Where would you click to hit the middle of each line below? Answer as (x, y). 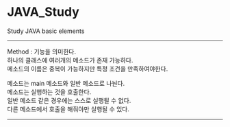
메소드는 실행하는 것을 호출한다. (49, 92)
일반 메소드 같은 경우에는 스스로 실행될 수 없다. (69, 100)
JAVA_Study (43, 12)
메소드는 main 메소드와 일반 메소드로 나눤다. (66, 83)
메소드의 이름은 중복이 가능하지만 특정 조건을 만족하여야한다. (88, 69)
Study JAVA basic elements (46, 31)
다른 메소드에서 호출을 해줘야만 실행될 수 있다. (68, 109)
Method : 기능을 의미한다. (42, 51)
